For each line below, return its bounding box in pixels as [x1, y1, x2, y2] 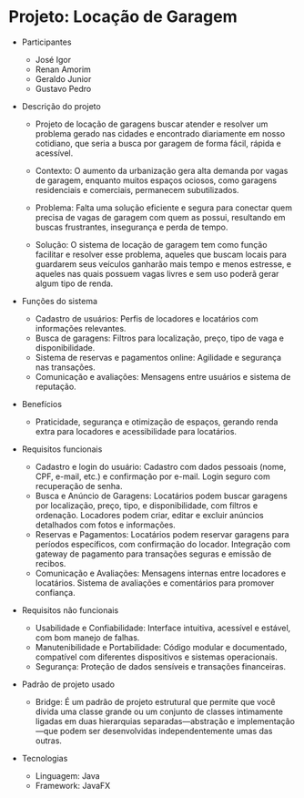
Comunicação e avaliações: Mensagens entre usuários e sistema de [35, 371, 291, 382]
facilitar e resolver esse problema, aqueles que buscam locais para [35, 249, 288, 260]
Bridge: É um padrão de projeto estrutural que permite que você [35, 696, 276, 707]
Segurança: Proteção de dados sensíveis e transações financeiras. [35, 660, 287, 671]
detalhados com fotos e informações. [35, 519, 177, 530]
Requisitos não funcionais [21, 604, 119, 616]
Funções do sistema [21, 295, 97, 306]
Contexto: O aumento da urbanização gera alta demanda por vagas [35, 165, 289, 176]
